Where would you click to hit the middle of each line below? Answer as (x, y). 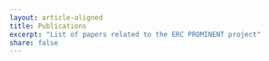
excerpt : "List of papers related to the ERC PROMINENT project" (135, 34)
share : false (34, 43)
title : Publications (48, 26)
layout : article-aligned (56, 17)
